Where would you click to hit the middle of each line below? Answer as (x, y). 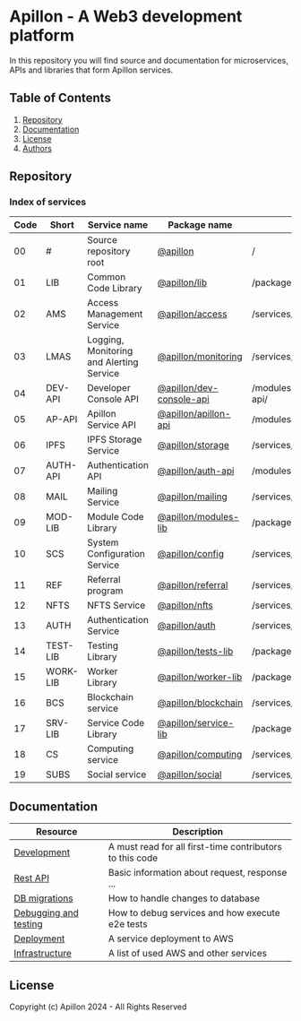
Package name (200, 225)
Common (106, 277)
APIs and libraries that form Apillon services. (91, 70)
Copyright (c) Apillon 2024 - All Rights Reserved (98, 1007)
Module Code (116, 517)
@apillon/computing (200, 755)
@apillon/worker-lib (200, 677)
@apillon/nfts (185, 605)
